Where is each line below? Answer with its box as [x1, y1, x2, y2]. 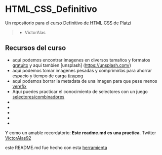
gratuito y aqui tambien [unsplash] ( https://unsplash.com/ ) [12, 62, 132, 68]
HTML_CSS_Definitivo [5, 3, 97, 15]
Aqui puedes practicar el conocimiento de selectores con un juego [12, 88, 148, 95]
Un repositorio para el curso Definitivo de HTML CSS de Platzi [5, 20, 131, 26]
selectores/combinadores [12, 94, 65, 100]
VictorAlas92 [5, 135, 32, 141]
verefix [12, 83, 27, 89]
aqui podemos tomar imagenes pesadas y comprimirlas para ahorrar [12, 67, 152, 73]
